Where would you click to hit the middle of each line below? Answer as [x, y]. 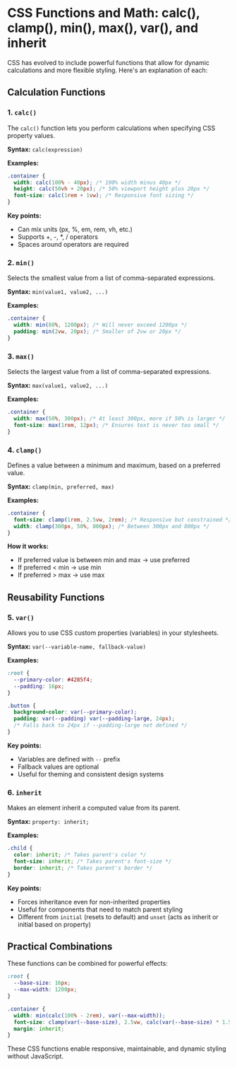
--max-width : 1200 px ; [45, 990]
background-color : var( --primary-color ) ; [75, 712]
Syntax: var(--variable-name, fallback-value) [77, 647]
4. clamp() [25, 450]
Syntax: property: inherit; [48, 822]
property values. [31, 135]
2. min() [21, 262]
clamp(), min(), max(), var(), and [103, 28]
